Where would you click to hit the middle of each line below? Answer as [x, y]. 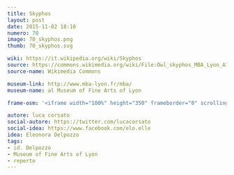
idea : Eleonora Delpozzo [43, 135]
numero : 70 [23, 33]
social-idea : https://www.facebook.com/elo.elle [79, 128]
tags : [15, 141]
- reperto [22, 160]
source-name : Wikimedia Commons [54, 71]
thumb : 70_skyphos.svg [40, 46]
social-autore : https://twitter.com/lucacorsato [79, 122]
